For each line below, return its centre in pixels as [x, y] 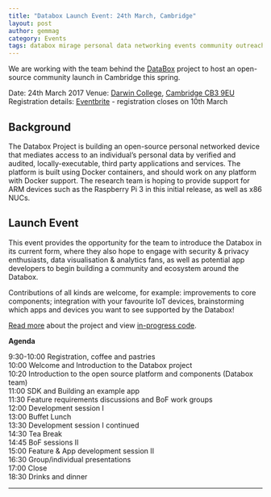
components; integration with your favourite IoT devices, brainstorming [126, 301]
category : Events [38, 38]
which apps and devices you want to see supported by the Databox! [121, 309]
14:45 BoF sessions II [44, 442]
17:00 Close [28, 468]
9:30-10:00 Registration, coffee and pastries [82, 357]
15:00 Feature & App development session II [81, 451]
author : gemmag [34, 31]
